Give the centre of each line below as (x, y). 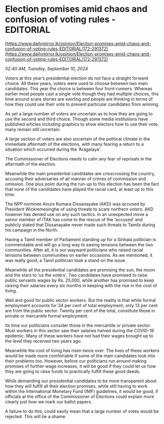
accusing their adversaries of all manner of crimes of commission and (75, 179)
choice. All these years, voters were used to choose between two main (77, 83)
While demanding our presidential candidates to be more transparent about (81, 381)
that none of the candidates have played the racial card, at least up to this (79, 189)
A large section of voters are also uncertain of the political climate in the (78, 139)
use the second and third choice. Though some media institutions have (77, 119)
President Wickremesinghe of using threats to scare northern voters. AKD (79, 209)
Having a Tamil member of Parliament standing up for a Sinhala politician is (81, 239)
